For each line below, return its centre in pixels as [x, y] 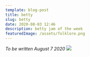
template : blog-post [27, 10]
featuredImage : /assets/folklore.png [45, 34]
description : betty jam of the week [44, 29]
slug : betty [18, 19]
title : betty [19, 15]
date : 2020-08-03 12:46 [31, 24]
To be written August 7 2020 [35, 49]
